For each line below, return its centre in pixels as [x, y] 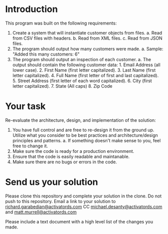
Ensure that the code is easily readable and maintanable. [71, 156]
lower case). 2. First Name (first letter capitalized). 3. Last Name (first [84, 70]
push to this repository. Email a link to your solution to [61, 201]
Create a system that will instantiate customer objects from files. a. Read [87, 33]
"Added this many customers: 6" [46, 54]
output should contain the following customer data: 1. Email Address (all [86, 65]
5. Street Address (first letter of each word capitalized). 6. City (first [82, 81]
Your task [26, 106]
